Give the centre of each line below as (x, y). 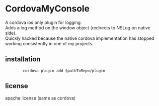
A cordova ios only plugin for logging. (43, 22)
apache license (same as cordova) (40, 98)
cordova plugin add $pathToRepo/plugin (64, 71)
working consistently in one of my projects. (49, 43)
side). (11, 33)
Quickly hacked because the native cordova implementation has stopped (80, 38)
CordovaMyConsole (47, 9)
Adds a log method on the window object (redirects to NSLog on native (78, 27)
